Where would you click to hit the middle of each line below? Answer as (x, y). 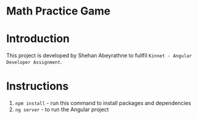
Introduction (38, 39)
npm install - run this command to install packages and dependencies (103, 103)
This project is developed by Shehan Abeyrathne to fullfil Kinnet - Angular (99, 56)
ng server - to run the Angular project (62, 109)
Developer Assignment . (34, 62)
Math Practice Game (58, 11)
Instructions (37, 86)
